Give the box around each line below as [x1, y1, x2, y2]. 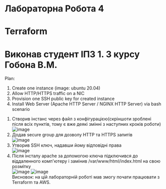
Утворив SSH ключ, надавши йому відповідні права [11, 142, 122, 148]
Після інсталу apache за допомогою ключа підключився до [11, 153, 138, 159]
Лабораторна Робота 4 [4, 3, 104, 14]
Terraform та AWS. [11, 180, 51, 186]
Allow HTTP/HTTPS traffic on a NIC [11, 91, 85, 96]
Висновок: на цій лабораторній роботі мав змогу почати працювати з [11, 174, 160, 180]
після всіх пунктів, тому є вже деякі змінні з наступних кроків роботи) [11, 121, 161, 127]
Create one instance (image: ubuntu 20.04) [11, 85, 100, 91]
